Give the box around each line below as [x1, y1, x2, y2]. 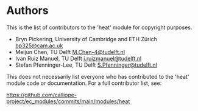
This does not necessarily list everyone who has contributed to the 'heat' [6, 73, 189, 80]
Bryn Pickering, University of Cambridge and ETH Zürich [15, 35, 157, 42]
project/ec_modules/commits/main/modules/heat [6, 98, 130, 105]
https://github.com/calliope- [6, 91, 77, 98]
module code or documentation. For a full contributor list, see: [6, 79, 162, 87]
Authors [6, 4, 49, 18]
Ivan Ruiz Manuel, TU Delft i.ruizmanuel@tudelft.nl [15, 55, 142, 62]
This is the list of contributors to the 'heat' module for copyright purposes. [6, 24, 193, 31]
